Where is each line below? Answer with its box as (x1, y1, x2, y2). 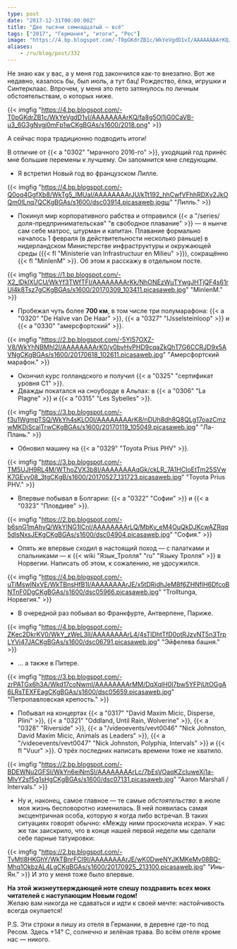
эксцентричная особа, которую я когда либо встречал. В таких (17, 811, 209, 820)
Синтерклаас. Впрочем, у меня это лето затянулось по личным (7, 84, 199, 93)
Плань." (7, 430, 30, 438)
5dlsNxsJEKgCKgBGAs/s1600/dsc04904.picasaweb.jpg (7, 530, 171, 538)
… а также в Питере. (17, 658, 80, 667)
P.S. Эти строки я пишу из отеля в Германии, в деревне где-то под (7, 920, 209, 928)
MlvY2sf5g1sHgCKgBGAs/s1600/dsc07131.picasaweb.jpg (7, 775, 174, 784)
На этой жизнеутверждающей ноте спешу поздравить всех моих (7, 883, 211, 892)
